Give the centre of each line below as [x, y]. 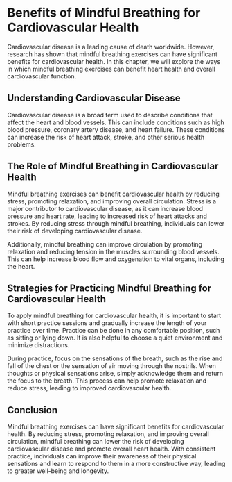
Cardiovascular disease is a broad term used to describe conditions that [110, 115]
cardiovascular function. [42, 76]
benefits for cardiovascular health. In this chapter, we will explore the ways [114, 61]
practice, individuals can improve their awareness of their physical [102, 456]
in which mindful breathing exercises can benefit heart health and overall [111, 69]
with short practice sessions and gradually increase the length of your [107, 323]
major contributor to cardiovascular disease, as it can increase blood [105, 208]
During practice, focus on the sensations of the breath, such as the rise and [115, 358]
